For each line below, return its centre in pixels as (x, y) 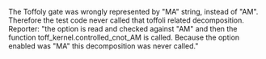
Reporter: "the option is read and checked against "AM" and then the (123, 29)
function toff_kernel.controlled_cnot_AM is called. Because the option (124, 37)
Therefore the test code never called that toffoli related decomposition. (127, 20)
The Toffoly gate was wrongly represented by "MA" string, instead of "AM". (133, 12)
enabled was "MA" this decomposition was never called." (103, 46)
